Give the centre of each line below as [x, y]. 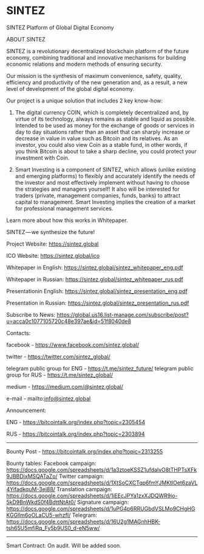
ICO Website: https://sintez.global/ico [53, 255]
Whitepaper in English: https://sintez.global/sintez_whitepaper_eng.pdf [95, 267]
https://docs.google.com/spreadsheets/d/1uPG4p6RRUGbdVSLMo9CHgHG [101, 508]
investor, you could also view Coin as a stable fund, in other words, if [101, 144]
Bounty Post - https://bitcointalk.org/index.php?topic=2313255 [85, 451]
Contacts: [19, 333]
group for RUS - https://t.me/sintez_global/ [60, 375]
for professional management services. [64, 208]
